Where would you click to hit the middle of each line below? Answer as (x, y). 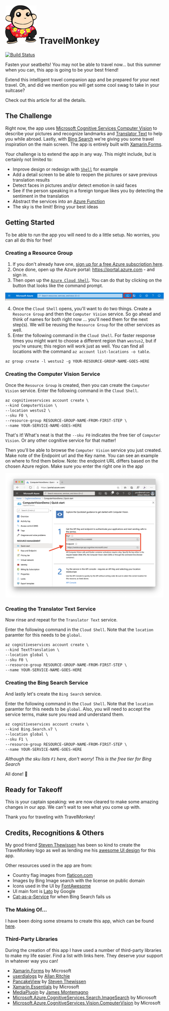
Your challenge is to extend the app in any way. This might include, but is (81, 154)
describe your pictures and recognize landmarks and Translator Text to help (84, 133)
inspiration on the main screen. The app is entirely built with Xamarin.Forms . (84, 144)
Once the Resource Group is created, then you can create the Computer (77, 385)
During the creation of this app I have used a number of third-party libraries (83, 950)
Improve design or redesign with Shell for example (65, 169)
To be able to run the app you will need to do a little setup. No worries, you (82, 235)
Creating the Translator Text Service (51, 609)
